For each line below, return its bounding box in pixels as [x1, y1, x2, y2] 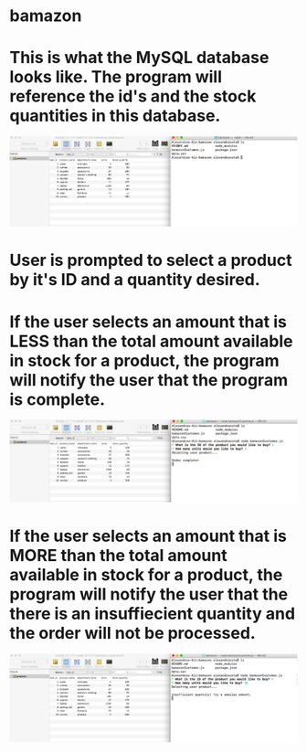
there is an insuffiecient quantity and [9, 604, 295, 624]
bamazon [9, 5, 82, 26]
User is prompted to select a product [9, 250, 292, 270]
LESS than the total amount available [9, 331, 293, 352]
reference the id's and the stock [9, 86, 257, 107]
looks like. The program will [9, 67, 222, 88]
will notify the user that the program [9, 369, 289, 390]
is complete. [9, 389, 106, 409]
